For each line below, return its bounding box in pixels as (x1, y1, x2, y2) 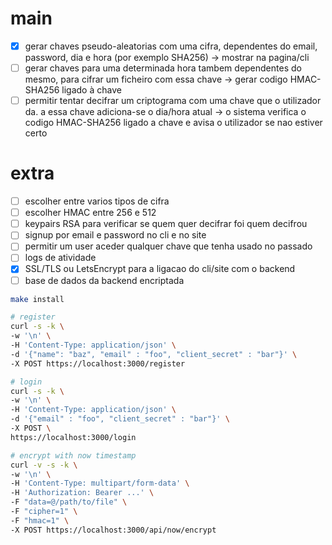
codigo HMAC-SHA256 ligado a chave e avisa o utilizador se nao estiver (24, 117, 323, 129)
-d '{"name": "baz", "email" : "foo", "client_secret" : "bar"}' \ (10, 349, 298, 359)
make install (10, 294, 65, 304)
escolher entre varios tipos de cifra (24, 195, 170, 207)
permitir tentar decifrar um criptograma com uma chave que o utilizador (24, 95, 322, 107)
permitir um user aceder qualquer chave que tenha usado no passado (24, 240, 313, 252)
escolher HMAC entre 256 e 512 (24, 207, 157, 219)
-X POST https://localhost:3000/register (10, 358, 186, 369)
